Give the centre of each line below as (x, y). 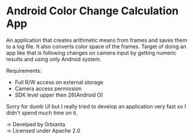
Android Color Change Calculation (93, 11)
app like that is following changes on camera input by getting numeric (91, 52)
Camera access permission (48, 88)
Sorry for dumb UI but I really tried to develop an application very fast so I (96, 106)
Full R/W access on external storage (59, 82)
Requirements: (24, 70)
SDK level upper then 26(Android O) (59, 95)
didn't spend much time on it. (42, 113)
